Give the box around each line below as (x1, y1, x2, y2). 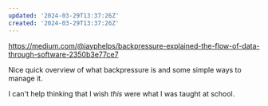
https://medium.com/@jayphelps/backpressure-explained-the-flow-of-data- (8, 41, 260, 50)
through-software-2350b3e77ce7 (8, 49, 119, 59)
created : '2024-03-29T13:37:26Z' (8, 19, 120, 27)
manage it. (8, 73, 43, 83)
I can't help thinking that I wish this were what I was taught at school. (8, 88, 235, 98)
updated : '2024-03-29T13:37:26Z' (8, 11, 120, 20)
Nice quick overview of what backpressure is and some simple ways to (8, 65, 242, 74)
